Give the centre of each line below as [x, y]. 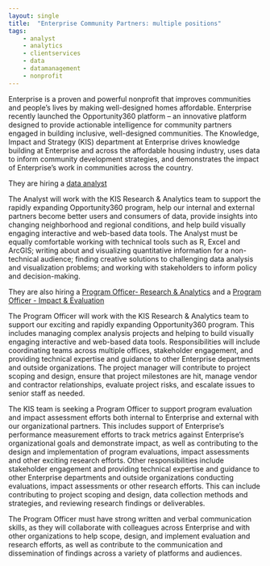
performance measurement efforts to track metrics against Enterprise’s [126, 434]
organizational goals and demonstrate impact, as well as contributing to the [133, 443]
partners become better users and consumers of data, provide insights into [133, 216]
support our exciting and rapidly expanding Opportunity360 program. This [132, 325]
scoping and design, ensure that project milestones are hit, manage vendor [133, 375]
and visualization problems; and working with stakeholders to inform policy [133, 267]
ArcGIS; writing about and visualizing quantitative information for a [119, 250]
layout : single [34, 16]
